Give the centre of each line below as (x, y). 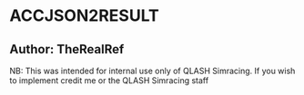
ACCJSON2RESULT (84, 16)
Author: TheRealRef (67, 49)
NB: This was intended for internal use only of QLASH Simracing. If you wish (152, 71)
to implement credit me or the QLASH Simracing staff (109, 81)
